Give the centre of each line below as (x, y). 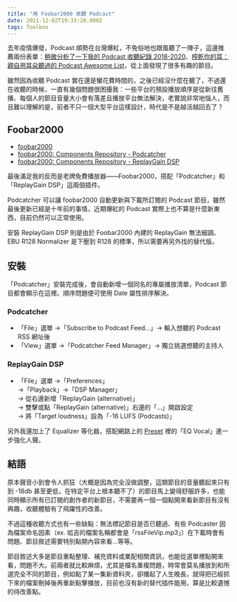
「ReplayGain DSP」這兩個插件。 (56, 185)
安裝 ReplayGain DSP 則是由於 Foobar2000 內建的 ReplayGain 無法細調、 (114, 233)
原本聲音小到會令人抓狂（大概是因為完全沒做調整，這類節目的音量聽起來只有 (119, 482)
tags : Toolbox (28, 27)
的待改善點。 (26, 592)
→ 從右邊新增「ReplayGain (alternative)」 (78, 398)
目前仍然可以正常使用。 (54, 218)
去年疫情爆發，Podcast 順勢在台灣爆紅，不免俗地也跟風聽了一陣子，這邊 (113, 48)
